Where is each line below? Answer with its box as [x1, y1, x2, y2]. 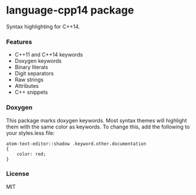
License [6, 170, 30, 178]
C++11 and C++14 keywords [14, 51, 83, 58]
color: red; [17, 151, 46, 157]
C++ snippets [14, 89, 48, 96]
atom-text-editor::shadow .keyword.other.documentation [6, 141, 146, 147]
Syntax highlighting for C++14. [6, 23, 80, 30]
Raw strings [14, 76, 44, 83]
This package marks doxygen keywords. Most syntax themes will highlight [6, 117, 187, 124]
